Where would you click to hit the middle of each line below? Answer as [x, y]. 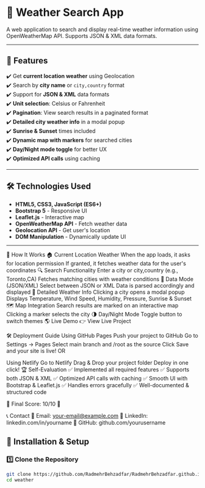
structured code [27, 392]
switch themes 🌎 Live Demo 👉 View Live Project [69, 321]
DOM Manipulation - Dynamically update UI [70, 236]
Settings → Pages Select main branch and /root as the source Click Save [98, 344]
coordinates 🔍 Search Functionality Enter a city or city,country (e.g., [92, 270]
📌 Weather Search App [65, 13]
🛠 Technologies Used [49, 187]
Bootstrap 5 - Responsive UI [51, 211]
